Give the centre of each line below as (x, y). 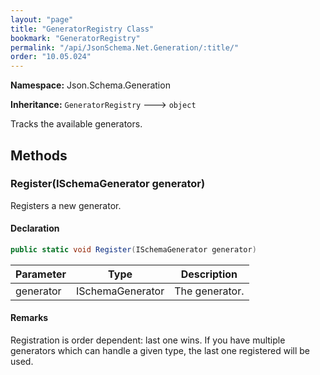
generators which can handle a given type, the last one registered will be (160, 351)
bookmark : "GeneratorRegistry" (75, 38)
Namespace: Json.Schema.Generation (90, 85)
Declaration (35, 228)
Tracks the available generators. (76, 124)
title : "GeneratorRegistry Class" (82, 29)
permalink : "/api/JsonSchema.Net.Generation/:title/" (125, 47)
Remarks (29, 318)
